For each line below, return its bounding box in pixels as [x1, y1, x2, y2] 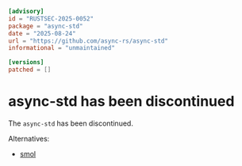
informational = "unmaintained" [8, 44, 115, 52]
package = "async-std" [8, 22, 83, 30]
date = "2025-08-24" [8, 29, 77, 37]
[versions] [8, 58, 44, 66]
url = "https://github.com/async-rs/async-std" [8, 36, 169, 45]
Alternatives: [8, 134, 50, 143]
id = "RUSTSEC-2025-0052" [8, 14, 94, 23]
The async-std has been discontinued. [8, 119, 133, 128]
